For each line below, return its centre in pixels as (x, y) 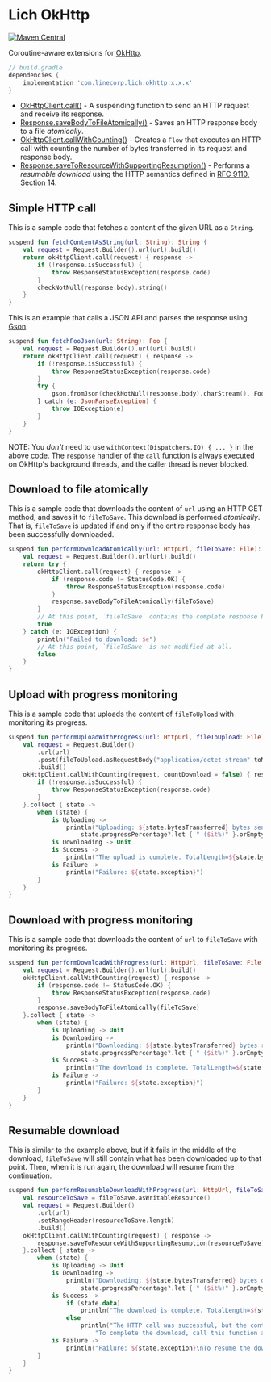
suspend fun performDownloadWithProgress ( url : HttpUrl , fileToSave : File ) (137, 963)
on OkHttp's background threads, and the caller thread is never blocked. (129, 464)
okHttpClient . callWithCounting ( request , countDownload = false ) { (137, 775)
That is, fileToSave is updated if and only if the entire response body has (129, 526)
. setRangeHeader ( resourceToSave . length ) (106, 1221)
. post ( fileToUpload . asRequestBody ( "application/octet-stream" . (146, 760)
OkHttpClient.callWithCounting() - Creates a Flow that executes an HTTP (140, 140)
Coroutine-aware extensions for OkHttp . (75, 52)
